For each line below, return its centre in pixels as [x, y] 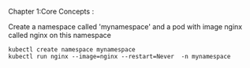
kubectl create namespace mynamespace [72, 50]
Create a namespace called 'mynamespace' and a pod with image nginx [125, 26]
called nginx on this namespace [60, 35]
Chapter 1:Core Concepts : [51, 11]
